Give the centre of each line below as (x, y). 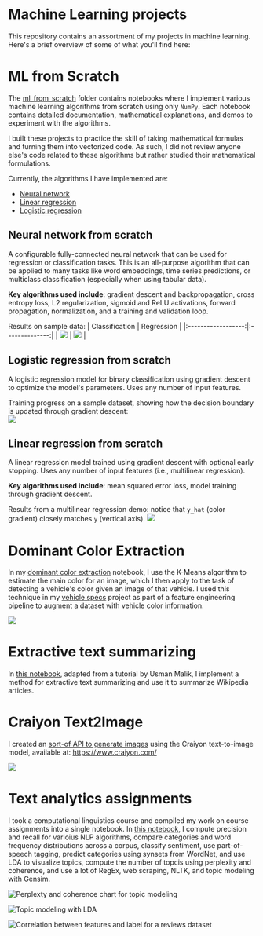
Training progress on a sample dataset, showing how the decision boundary (131, 403)
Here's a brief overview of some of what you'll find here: (99, 44)
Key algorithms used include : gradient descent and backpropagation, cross (131, 294)
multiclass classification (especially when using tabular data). (107, 279)
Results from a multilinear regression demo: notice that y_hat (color (117, 510)
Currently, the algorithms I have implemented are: (88, 178)
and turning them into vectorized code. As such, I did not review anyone (124, 146)
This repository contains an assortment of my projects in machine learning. (130, 36)
